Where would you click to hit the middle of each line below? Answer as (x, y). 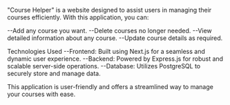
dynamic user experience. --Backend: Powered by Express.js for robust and (115, 59)
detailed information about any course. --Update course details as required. (115, 38)
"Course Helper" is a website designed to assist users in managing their (109, 10)
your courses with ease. (41, 94)
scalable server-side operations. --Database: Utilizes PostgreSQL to (104, 66)
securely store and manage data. (54, 73)
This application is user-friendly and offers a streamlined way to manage (111, 87)
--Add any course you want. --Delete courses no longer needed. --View (109, 31)
